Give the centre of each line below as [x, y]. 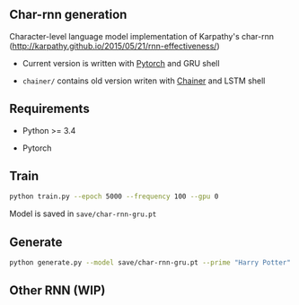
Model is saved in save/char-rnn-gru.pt [83, 213]
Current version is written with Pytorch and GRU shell [121, 63]
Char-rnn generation [68, 15]
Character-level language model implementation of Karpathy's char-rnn [142, 36]
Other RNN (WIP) [57, 291]
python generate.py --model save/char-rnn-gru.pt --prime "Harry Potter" [150, 263]
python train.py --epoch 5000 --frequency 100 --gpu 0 [114, 196]
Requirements [49, 109]
